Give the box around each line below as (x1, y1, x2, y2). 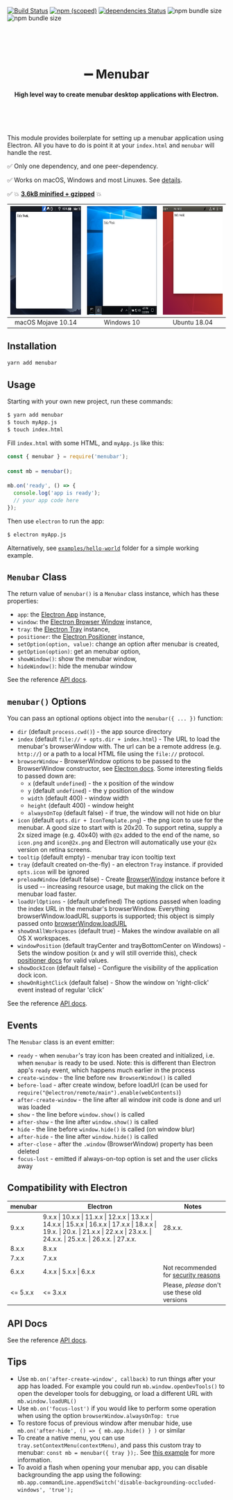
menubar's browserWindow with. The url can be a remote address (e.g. (17, 742, 222, 751)
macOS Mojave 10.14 (15, 318, 78, 326)
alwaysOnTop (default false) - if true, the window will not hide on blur (27, 809, 221, 817)
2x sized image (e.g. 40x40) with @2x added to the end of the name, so (17, 831, 220, 840)
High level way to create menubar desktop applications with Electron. (14, 90, 219, 99)
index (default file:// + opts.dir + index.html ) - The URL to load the (17, 735, 221, 743)
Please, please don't (162, 1281, 221, 1289)
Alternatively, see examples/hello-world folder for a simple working (7, 544, 199, 552)
